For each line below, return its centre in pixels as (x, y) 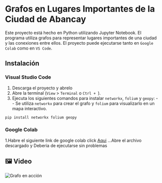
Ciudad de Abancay (46, 19)
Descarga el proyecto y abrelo (42, 88)
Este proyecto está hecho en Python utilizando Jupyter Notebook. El (73, 33)
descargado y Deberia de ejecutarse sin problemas (56, 145)
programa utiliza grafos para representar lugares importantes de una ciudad (81, 38)
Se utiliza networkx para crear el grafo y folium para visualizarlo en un (85, 103)
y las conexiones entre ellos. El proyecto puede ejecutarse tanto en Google (79, 43)
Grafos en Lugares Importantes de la (80, 9)
